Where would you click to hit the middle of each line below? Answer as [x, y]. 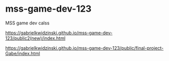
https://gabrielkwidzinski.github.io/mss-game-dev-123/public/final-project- [84, 48]
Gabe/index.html [23, 53]
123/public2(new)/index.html [35, 38]
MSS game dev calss [27, 23]
